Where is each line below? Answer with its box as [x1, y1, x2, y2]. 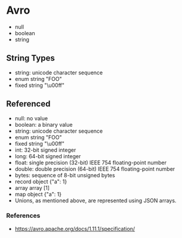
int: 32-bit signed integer [14, 146, 76, 154]
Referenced [6, 99, 51, 109]
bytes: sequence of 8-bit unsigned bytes [14, 171, 115, 178]
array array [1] [14, 184, 50, 191]
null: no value [14, 114, 48, 122]
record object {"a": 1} [14, 178, 67, 185]
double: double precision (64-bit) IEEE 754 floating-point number [14, 165, 175, 173]
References [6, 212, 41, 220]
